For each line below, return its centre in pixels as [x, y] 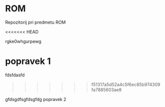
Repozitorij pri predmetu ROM [35, 22]
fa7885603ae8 [107, 90]
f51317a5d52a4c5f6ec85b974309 [126, 84]
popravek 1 [28, 61]
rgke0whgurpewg [23, 41]
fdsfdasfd [15, 75]
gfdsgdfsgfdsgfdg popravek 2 [36, 99]
